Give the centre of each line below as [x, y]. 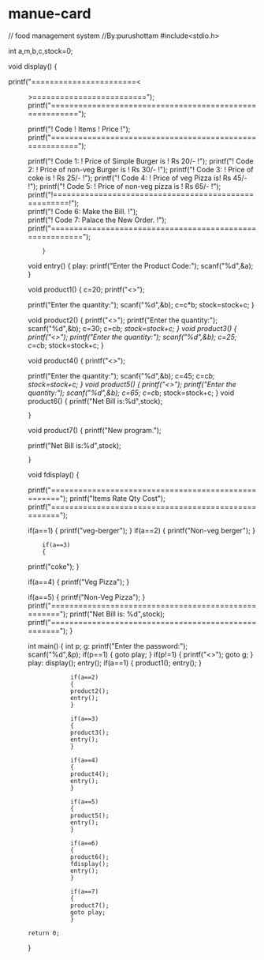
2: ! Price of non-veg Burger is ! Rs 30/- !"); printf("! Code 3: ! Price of [141, 169]
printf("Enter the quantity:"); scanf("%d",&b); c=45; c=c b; [121, 375]
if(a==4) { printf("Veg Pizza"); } [79, 582]
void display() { [33, 66]
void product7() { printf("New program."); [95, 430]
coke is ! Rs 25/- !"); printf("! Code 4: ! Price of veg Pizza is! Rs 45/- [138, 178]
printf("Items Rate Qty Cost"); [117, 498]
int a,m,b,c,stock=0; [41, 51]
